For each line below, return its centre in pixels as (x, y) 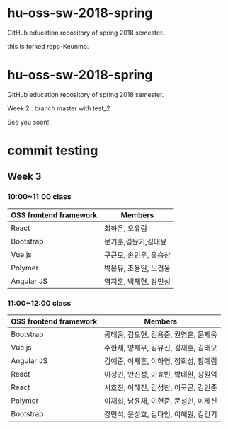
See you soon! (28, 122)
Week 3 (24, 177)
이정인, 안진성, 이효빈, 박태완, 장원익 (160, 374)
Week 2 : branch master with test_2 (59, 108)
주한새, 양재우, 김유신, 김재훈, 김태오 (160, 348)
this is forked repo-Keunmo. (48, 46)
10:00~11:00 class (40, 197)
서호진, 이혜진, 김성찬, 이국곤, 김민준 (160, 388)
